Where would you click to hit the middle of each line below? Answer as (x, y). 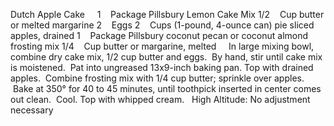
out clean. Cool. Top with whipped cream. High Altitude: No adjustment (160, 99)
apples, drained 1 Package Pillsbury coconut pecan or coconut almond (159, 35)
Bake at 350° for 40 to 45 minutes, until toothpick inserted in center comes (167, 88)
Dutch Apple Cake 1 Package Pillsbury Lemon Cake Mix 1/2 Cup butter (167, 14)
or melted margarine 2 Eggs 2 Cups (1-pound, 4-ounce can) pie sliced (162, 25)
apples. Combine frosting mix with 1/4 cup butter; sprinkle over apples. (157, 78)
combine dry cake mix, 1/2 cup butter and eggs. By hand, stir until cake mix (166, 57)
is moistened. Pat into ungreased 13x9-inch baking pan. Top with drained (162, 67)
